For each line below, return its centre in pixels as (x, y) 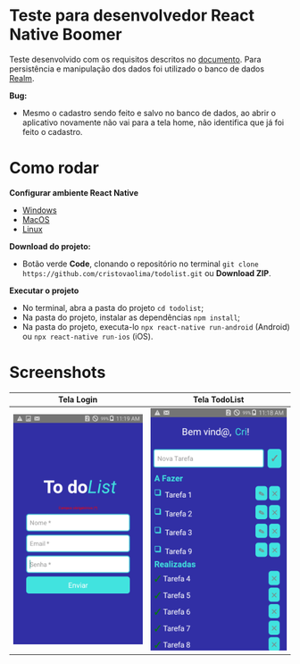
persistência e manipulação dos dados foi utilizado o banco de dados (137, 69)
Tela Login (78, 399)
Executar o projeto (44, 290)
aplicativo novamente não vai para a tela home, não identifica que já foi (153, 122)
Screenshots (58, 373)
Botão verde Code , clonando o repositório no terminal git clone (140, 264)
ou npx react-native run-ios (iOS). (87, 336)
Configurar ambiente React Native (74, 192)
